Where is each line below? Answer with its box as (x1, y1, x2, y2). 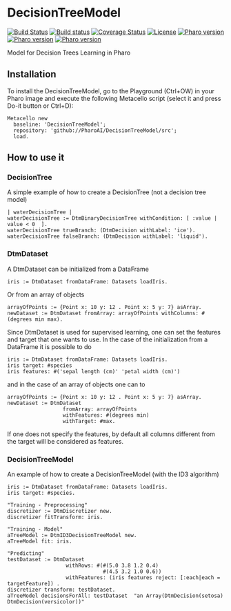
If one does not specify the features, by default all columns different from (7, 430, 216, 438)
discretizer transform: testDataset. (7, 586, 116, 594)
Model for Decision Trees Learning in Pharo (7, 48, 131, 57)
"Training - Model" (7, 526, 63, 533)
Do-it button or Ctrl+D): (7, 102, 74, 110)
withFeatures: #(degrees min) (62, 411, 150, 419)
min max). (34, 316, 63, 323)
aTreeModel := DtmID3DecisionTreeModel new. (7, 532, 137, 539)
